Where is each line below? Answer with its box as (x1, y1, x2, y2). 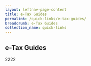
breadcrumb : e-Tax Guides (5, 21, 58, 26)
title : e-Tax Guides (5, 12, 47, 17)
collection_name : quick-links (5, 25, 67, 30)
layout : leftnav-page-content (5, 7, 67, 12)
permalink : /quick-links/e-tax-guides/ (5, 16, 87, 21)
